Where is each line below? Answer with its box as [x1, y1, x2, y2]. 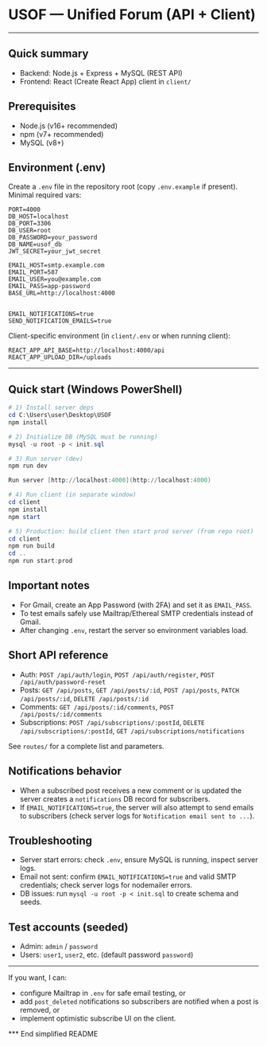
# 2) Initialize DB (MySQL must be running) [8, 432, 158, 441]
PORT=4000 [8, 205, 41, 214]
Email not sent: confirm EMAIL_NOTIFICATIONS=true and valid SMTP [19, 872, 237, 881]
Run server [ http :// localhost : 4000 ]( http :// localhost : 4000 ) [8, 476, 212, 485]
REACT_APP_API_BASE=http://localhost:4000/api [8, 346, 165, 355]
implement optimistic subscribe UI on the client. [19, 1013, 176, 1024]
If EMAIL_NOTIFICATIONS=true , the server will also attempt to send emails [19, 802, 254, 812]
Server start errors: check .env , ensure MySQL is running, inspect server [19, 855, 258, 865]
